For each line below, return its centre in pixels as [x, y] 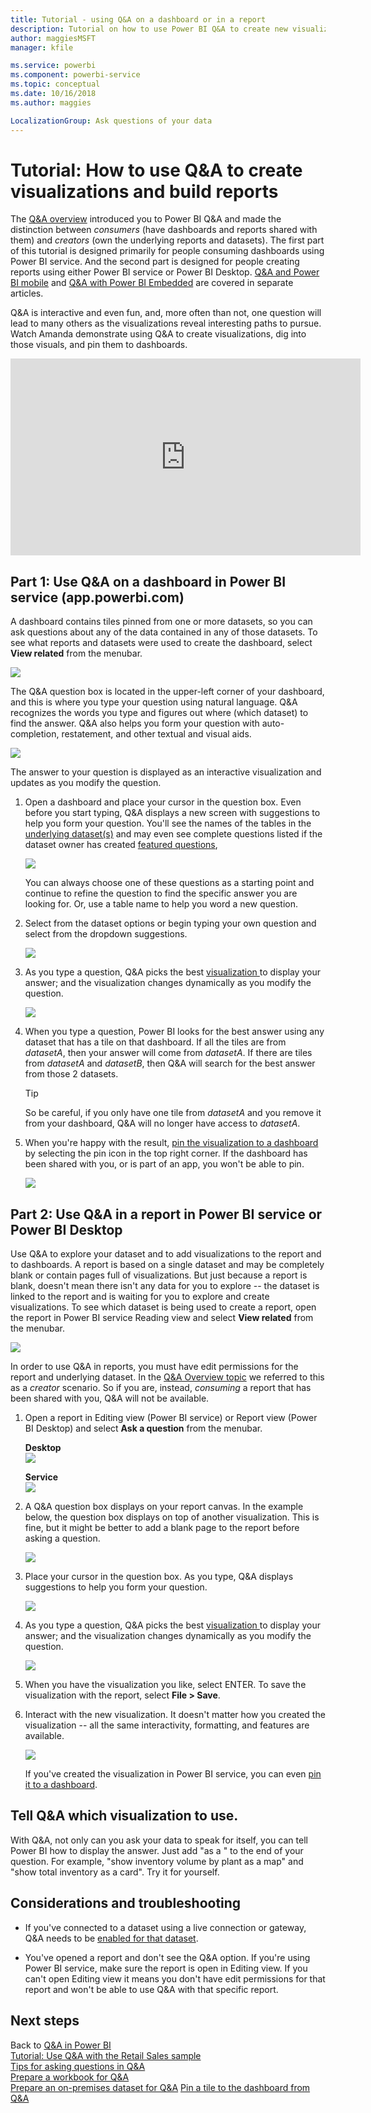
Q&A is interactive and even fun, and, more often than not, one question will [166, 313]
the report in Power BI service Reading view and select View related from [162, 1318]
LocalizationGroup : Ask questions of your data [111, 121]
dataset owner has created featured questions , [121, 845]
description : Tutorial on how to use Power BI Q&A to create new [149, 29]
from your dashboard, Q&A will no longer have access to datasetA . [162, 1123]
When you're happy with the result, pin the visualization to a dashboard [171, 1143]
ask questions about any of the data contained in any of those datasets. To [164, 632]
